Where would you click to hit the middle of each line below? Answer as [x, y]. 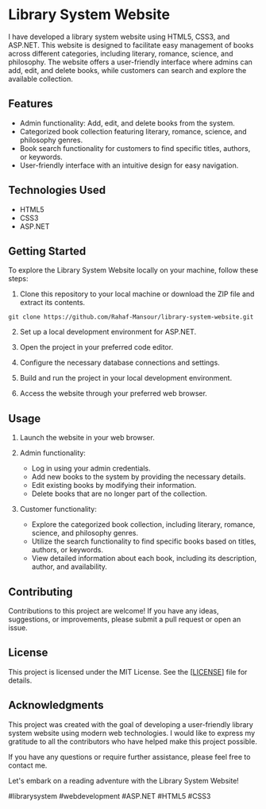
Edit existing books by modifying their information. [114, 486]
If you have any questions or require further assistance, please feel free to [129, 757]
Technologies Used [57, 190]
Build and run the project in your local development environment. [126, 378]
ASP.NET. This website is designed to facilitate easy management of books [131, 45]
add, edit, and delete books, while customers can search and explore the [127, 70]
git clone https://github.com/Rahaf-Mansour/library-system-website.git [131, 317]
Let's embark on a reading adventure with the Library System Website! [124, 780]
